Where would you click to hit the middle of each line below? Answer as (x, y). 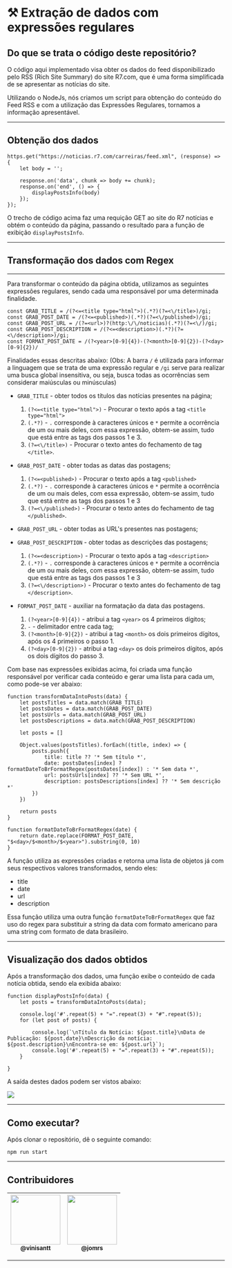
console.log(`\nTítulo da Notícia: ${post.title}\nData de (119, 1033)
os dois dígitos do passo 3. (66, 655)
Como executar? (43, 1122)
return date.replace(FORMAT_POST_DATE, (77, 836)
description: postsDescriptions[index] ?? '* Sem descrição (132, 781)
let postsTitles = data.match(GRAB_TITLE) (81, 702)
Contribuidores (40, 1180)
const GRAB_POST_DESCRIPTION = (52, 329)
